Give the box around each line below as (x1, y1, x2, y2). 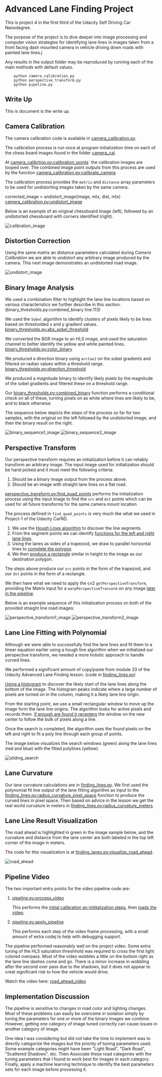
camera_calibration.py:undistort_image (5, 198, 83, 205)
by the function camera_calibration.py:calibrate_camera (5, 169, 116, 176)
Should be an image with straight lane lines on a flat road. (12, 481, 127, 487)
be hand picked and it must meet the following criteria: (5, 467, 114, 473)
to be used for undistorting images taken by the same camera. (5, 184, 129, 190)
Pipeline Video (5, 873, 50, 881)
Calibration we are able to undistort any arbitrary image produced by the (5, 255, 150, 261)
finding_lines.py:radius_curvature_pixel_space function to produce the (5, 792, 145, 798)
